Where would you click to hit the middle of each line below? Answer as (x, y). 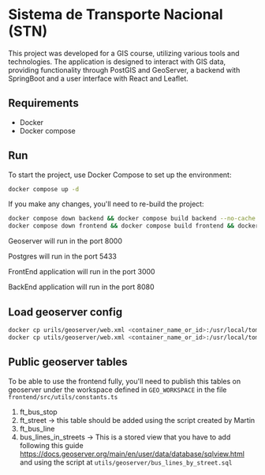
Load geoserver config (65, 312)
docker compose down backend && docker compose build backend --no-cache (132, 219)
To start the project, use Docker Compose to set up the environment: (120, 175)
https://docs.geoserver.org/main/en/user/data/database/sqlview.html (132, 454)
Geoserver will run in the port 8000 (65, 241)
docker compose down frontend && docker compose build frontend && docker (134, 226)
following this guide (52, 445)
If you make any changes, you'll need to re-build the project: (106, 204)
